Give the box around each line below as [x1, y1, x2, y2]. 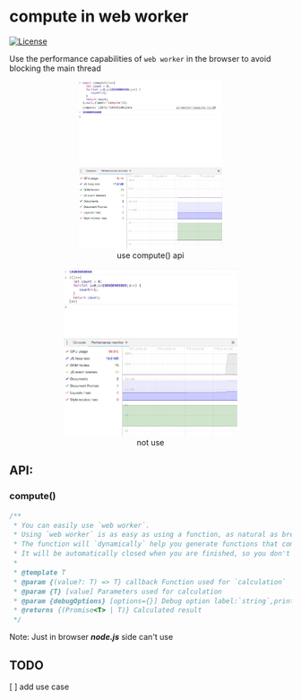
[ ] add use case [9, 681, 70, 692]
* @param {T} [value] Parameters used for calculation [13, 587, 222, 596]
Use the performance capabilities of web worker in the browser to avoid [9, 53, 271, 64]
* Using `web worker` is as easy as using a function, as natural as [13, 531, 279, 540]
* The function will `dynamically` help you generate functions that [13, 540, 279, 549]
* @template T [13, 567, 66, 577]
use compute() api [116, 249, 185, 261]
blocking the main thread [9, 63, 101, 73]
